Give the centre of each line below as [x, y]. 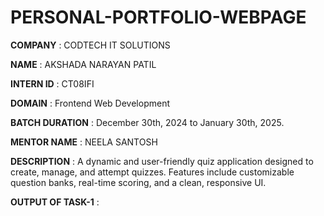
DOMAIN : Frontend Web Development [90, 103]
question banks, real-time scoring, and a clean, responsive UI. [138, 182]
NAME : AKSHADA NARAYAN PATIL [83, 64]
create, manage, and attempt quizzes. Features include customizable [152, 172]
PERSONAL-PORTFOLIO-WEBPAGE [158, 17]
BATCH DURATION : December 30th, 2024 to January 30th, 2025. [147, 122]
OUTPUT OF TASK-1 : [55, 202]
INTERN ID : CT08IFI [52, 83]
